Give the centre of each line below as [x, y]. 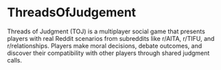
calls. [15, 60]
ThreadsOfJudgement [72, 13]
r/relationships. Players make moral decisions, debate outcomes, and [105, 46]
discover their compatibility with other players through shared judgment [108, 53]
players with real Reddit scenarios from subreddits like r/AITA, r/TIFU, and [111, 38]
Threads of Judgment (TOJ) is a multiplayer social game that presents [106, 31]
